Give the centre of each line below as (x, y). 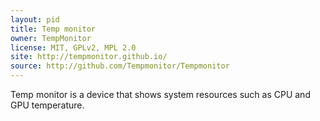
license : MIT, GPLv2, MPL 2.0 (73, 47)
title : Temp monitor (53, 29)
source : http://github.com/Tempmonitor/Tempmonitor (120, 66)
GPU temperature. (47, 105)
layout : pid (35, 19)
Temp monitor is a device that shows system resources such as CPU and (160, 94)
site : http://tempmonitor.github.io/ (89, 57)
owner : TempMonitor (51, 38)
